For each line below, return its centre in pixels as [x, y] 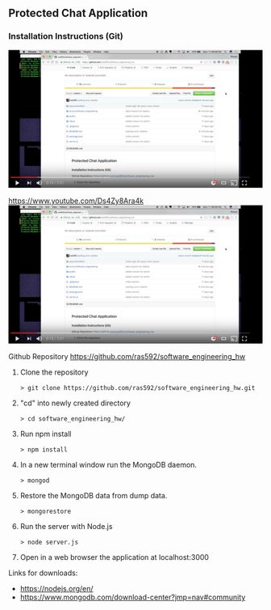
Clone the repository [54, 372]
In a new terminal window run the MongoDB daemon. [108, 465]
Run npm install [46, 434]
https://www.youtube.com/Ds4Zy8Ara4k [76, 201]
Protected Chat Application [78, 13]
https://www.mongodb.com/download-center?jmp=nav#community [133, 597]
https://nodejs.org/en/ [57, 589]
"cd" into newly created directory [75, 403]
